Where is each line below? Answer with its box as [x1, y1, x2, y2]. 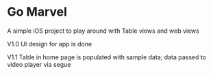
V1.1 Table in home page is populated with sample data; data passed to [7, 52, 207, 61]
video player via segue [7, 60, 71, 68]
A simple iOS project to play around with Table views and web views [7, 27, 200, 35]
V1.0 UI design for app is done [7, 40, 92, 48]
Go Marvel [7, 4, 67, 20]
